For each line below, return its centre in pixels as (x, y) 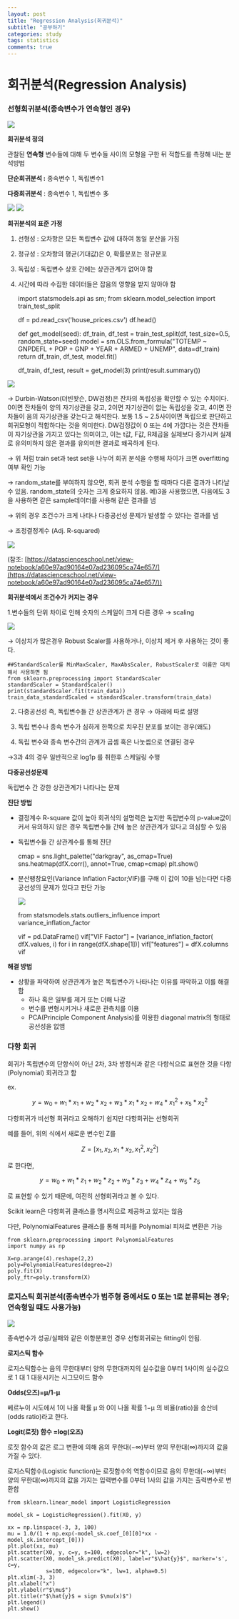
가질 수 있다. (25, 1455)
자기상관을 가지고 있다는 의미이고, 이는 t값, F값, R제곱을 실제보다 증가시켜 (117, 434)
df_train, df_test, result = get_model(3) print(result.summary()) (109, 370)
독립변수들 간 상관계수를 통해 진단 (65, 842)
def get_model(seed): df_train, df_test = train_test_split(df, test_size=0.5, (124, 334)
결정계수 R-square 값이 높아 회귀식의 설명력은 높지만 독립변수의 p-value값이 (124, 818)
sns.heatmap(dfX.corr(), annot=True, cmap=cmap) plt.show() (108, 864)
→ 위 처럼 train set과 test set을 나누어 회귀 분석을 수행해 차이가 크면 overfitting (118, 459)
